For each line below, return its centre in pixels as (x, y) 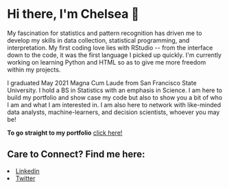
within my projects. (34, 69)
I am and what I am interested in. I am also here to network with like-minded (114, 104)
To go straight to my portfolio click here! (65, 133)
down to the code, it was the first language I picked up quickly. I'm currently (114, 55)
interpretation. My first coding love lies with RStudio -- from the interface (110, 47)
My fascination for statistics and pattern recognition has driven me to (105, 33)
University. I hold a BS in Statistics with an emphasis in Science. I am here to (115, 90)
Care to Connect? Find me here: (76, 154)
